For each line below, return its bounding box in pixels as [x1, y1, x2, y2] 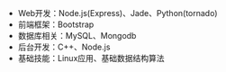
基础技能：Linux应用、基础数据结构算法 [17, 53, 165, 63]
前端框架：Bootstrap [17, 19, 95, 30]
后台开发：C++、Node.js [17, 41, 111, 52]
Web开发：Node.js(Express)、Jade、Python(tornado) [17, 8, 218, 18]
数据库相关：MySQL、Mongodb [17, 31, 137, 40]
